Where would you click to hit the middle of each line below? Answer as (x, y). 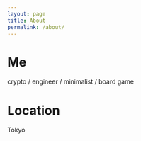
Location (34, 110)
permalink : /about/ (36, 27)
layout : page (27, 14)
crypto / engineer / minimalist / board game (71, 81)
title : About (27, 21)
